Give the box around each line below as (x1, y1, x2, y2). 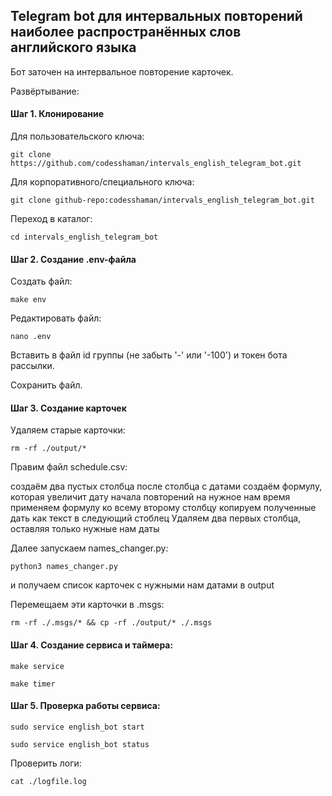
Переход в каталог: (10, 213, 93, 225)
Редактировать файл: (10, 312, 102, 324)
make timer (10, 679, 56, 689)
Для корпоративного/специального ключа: (10, 176, 195, 188)
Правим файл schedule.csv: (10, 461, 128, 473)
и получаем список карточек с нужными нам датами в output (10, 579, 275, 591)
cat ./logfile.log (10, 776, 87, 786)
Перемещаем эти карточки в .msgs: (10, 599, 165, 611)
